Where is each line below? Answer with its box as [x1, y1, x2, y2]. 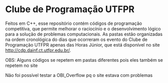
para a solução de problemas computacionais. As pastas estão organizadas [5, 31, 163, 37]
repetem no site [5, 62, 38, 68]
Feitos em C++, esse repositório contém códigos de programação [5, 20, 142, 26]
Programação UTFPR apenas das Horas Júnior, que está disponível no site [5, 41, 160, 48]
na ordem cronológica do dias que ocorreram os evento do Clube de [5, 36, 148, 43]
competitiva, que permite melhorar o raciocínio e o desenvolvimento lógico [5, 25, 161, 31]
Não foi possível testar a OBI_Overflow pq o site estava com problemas [5, 72, 153, 78]
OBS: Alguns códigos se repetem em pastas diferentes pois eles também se [5, 57, 163, 63]
